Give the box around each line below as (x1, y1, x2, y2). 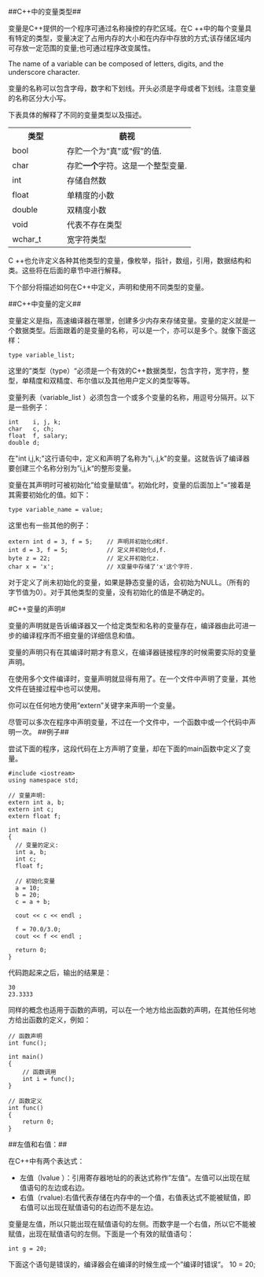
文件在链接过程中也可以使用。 (8, 684, 104, 693)
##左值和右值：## (8, 1140, 68, 1149)
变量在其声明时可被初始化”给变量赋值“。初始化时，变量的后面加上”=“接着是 (8, 480, 251, 490)
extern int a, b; (8, 798, 65, 806)
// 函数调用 (22, 1068, 57, 1076)
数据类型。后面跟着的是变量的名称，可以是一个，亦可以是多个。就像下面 (14, 326, 249, 335)
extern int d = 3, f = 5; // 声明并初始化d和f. (8, 538, 169, 546)
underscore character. (8, 68, 80, 76)
